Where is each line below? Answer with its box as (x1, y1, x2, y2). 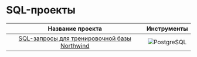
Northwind (60, 41, 90, 49)
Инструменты (146, 24, 188, 33)
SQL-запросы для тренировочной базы (18, 34, 132, 42)
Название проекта (47, 24, 103, 33)
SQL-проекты (6, 3, 76, 17)
